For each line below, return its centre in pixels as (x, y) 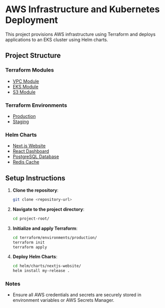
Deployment (32, 20)
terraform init (29, 242)
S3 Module (24, 92)
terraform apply (30, 247)
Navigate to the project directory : (48, 209)
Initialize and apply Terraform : (45, 228)
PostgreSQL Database (36, 157)
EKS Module (25, 86)
